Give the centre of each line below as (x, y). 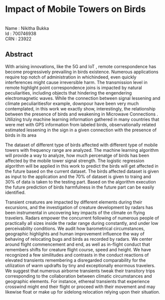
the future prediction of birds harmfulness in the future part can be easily (80, 187)
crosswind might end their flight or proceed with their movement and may (80, 287)
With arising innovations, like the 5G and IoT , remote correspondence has (81, 66)
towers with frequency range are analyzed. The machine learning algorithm (82, 150)
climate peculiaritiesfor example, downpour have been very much (72, 103)
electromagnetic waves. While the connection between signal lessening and (83, 98)
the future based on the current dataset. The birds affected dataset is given (82, 171)
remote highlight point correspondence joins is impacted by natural (74, 88)
